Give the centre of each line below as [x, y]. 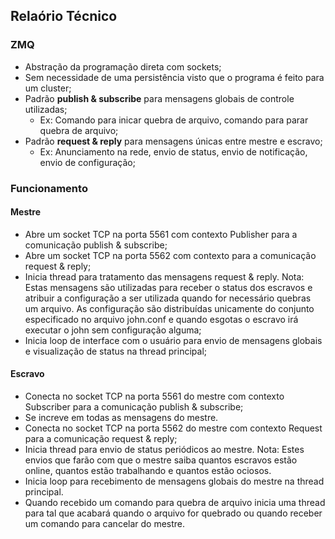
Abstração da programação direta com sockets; [123, 66]
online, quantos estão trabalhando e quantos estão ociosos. [148, 471]
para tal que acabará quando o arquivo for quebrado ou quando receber [173, 513]
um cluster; [48, 88]
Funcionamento [49, 188]
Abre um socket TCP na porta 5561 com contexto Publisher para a [161, 234]
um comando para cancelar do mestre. [105, 524]
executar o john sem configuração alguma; [113, 330]
